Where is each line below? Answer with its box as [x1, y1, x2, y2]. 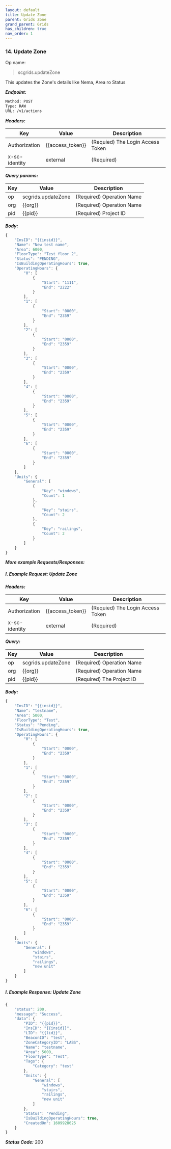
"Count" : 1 [41, 493, 65, 498]
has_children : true [5, 26, 47, 32]
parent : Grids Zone [5, 17, 47, 22]
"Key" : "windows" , [41, 489, 81, 494]
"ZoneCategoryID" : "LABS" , [23, 1040, 81, 1045]
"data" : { [14, 1016, 36, 1022]
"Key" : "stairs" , [41, 507, 79, 513]
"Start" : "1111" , [41, 280, 79, 285]
